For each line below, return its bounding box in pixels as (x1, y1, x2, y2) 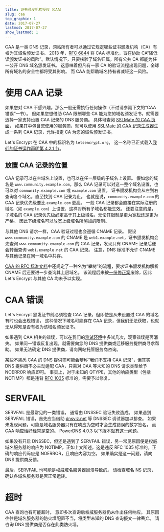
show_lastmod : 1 (5, 30, 38, 35)
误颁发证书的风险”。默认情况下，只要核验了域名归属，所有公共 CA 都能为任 (5, 56, 157, 62)
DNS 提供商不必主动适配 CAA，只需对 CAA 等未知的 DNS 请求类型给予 (5, 363, 147, 369)
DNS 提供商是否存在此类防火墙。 (14, 521, 81, 527)
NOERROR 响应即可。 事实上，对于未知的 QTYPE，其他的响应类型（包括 (5, 369, 151, 375)
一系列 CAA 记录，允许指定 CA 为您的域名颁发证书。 (9, 129, 115, 135)
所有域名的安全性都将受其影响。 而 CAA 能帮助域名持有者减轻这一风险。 (5, 69, 151, 74)
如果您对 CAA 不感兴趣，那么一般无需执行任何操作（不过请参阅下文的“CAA (5, 104, 156, 110)
